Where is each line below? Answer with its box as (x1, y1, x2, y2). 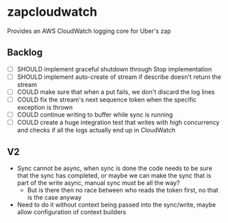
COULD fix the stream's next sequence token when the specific (16, 95, 197, 104)
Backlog (7, 47, 43, 58)
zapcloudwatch (7, 4, 98, 20)
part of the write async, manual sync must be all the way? (16, 178, 180, 187)
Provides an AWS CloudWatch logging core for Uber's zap (7, 27, 171, 35)
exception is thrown (16, 104, 73, 111)
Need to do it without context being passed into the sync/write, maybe (16, 200, 216, 209)
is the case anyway (27, 193, 82, 201)
